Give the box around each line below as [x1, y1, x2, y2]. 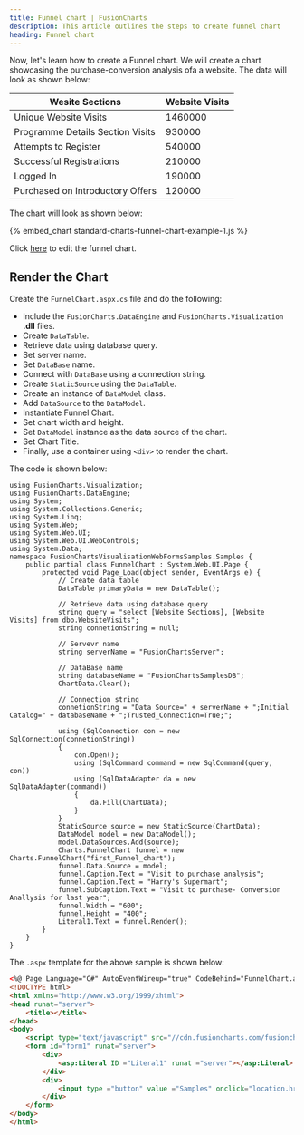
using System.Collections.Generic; [9, 505, 144, 514]
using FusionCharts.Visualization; [9, 481, 144, 490]
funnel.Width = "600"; [57, 901, 144, 911]
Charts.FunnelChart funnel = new [57, 846, 184, 855]
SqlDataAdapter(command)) [9, 782, 107, 791]
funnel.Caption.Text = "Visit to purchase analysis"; [57, 869, 265, 879]
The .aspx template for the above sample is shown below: [9, 957, 224, 968]
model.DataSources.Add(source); [57, 838, 180, 848]
